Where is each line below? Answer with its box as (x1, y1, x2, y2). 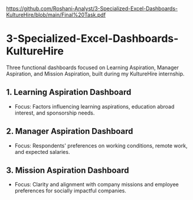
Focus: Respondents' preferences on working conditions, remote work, (14, 142, 188, 149)
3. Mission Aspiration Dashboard (6, 165, 129, 175)
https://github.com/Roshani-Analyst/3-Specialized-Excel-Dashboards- (6, 5, 178, 12)
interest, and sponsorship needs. (14, 109, 95, 116)
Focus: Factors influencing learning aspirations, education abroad (14, 103, 175, 110)
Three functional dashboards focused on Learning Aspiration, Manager (6, 64, 179, 71)
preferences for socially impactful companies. (14, 187, 127, 194)
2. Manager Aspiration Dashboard (6, 126, 133, 136)
